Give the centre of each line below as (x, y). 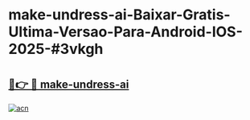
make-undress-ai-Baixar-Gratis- (119, 15)
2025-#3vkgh (56, 49)
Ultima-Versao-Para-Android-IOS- (126, 32)
